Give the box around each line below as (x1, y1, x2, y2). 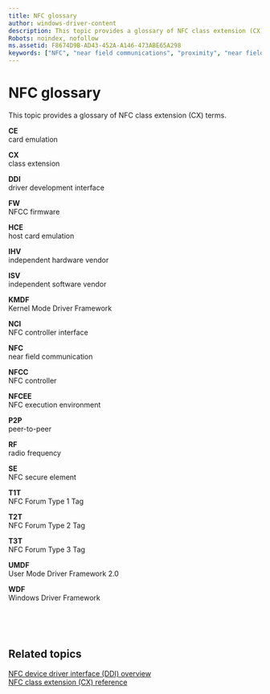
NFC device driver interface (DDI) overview (8, 668, 151, 678)
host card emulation (8, 231, 75, 240)
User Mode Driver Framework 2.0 (8, 569, 119, 578)
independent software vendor (8, 279, 107, 289)
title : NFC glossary (8, 11, 78, 20)
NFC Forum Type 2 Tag (8, 520, 86, 530)
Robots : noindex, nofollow (8, 34, 99, 43)
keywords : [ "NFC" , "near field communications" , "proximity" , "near (8, 49, 243, 57)
